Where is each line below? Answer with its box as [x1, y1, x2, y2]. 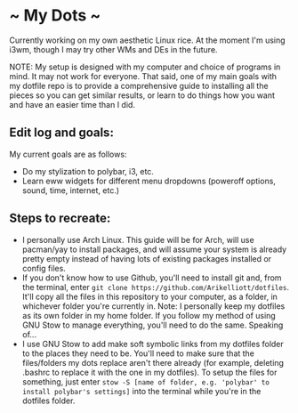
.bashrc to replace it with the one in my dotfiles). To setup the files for [21, 367, 278, 377]
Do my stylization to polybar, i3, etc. [21, 166, 154, 176]
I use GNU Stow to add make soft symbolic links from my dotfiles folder [21, 338, 285, 349]
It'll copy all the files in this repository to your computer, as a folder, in [21, 291, 278, 302]
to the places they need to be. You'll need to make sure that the [21, 348, 255, 359]
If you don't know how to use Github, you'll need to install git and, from [21, 272, 282, 283]
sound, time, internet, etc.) [21, 184, 120, 196]
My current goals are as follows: [9, 149, 127, 159]
